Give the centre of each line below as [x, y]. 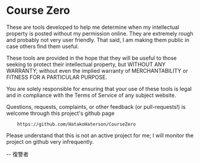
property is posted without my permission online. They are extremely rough [100, 33]
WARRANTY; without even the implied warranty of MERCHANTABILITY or [97, 70]
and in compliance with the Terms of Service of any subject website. [91, 95]
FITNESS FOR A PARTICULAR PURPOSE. [57, 77]
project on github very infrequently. [50, 141]
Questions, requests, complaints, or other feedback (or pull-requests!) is [96, 106]
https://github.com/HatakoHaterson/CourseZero [77, 124]
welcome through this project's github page [61, 113]
